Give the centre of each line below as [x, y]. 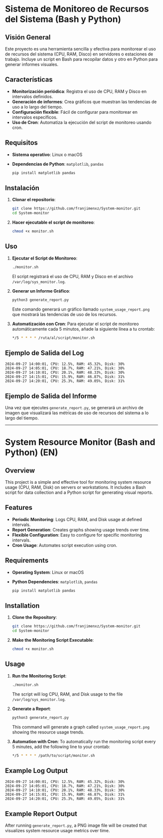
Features [19, 508]
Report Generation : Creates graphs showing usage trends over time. [81, 530]
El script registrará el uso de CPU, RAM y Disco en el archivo [73, 276]
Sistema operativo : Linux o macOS [47, 155]
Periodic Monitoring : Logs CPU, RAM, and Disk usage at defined [77, 519]
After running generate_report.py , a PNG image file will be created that [76, 825]
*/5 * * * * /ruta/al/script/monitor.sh [53, 338]
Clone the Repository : [34, 617]
